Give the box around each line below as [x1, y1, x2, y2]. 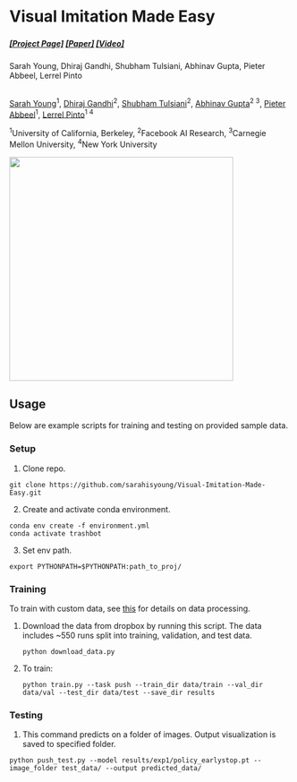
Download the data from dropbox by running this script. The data [21, 620, 262, 631]
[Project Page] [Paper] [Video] [9, 39, 125, 49]
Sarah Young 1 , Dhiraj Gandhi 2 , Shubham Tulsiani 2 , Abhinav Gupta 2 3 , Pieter [9, 96, 286, 108]
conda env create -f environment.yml [9, 521, 150, 530]
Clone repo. [21, 463, 66, 474]
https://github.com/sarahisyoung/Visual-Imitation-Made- [48, 480, 267, 489]
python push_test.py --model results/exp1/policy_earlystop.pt [9, 756, 250, 765]
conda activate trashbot [9, 528, 102, 538]
